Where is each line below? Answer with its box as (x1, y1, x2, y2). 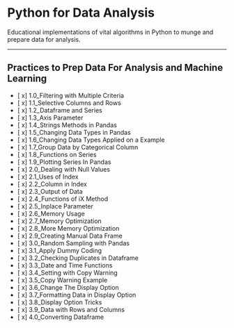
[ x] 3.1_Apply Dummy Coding (17, 246, 102, 254)
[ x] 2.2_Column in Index (17, 179, 87, 188)
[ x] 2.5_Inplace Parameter (17, 202, 94, 210)
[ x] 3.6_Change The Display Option (17, 283, 120, 291)
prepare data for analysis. (7, 35, 81, 43)
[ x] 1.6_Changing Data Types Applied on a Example (17, 136, 165, 144)
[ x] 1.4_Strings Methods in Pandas (17, 120, 117, 129)
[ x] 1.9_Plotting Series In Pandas (17, 158, 111, 166)
